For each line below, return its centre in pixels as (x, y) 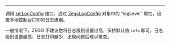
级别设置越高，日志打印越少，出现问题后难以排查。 (58, 36)
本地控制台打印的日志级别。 (38, 20)
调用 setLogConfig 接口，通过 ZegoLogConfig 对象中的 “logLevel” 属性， (81, 13)
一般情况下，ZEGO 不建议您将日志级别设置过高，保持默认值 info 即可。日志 (84, 30)
